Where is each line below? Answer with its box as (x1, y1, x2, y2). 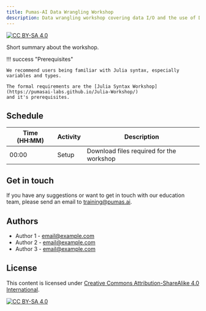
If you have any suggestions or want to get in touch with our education (6, 191, 185, 199)
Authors (6, 216, 39, 226)
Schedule (6, 110, 44, 121)
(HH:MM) (17, 136, 44, 145)
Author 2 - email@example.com (15, 239, 96, 246)
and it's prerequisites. (6, 94, 70, 100)
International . (6, 286, 40, 293)
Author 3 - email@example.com (15, 245, 96, 252)
